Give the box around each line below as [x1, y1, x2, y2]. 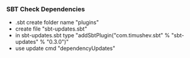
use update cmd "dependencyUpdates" [15, 45, 115, 52]
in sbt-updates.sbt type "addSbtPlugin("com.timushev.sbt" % [15, 32, 170, 39]
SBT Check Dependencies [6, 5, 86, 13]
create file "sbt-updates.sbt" [15, 25, 87, 32]
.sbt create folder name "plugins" [15, 19, 99, 26]
